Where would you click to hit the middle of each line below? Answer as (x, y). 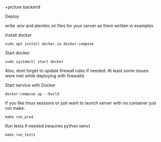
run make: (15, 108)
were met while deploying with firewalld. (45, 76)
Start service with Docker (30, 85)
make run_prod (19, 117)
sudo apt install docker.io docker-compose (50, 44)
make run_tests (20, 135)
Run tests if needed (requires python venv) (48, 126)
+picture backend (23, 7)
